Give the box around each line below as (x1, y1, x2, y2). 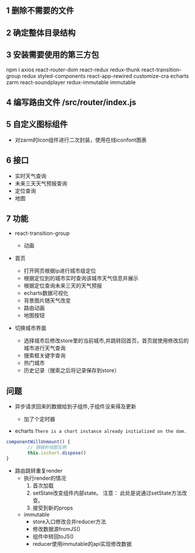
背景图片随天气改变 (23, 297, 71, 304)
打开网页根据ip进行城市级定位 (23, 267, 96, 275)
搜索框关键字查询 (23, 352, 66, 359)
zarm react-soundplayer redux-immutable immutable (6, 78, 136, 86)
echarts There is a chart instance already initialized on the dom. (14, 428, 187, 435)
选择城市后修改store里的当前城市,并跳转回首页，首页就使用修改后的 (23, 337, 189, 344)
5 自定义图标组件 (6, 120, 68, 130)
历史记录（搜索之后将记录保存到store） (23, 367, 120, 374)
